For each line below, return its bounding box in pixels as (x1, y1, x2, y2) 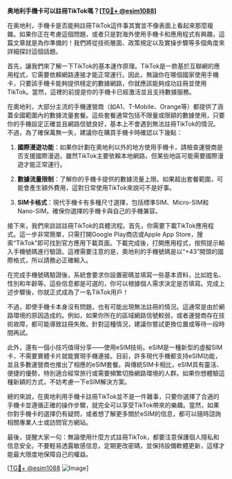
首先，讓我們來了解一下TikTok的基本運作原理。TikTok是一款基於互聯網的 (7, 62, 214, 70)
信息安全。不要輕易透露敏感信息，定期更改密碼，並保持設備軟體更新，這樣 (7, 442, 219, 449)
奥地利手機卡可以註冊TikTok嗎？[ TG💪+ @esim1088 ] (7, 7, 157, 14)
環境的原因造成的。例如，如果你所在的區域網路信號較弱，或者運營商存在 (12, 311, 219, 320)
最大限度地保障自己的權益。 (12, 450, 92, 458)
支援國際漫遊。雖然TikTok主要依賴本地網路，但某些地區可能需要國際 (23, 152, 218, 159)
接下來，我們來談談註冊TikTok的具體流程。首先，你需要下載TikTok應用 (7, 222, 209, 230)
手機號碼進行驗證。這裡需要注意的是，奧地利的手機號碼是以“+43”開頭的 (12, 248, 218, 255)
